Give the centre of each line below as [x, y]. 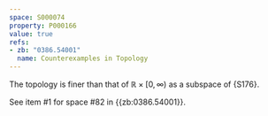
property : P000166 [43, 26]
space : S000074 [37, 17]
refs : [19, 42]
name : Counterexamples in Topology [83, 58]
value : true [31, 34]
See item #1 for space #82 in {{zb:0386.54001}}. [98, 102]
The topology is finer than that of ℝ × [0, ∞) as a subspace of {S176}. [134, 84]
